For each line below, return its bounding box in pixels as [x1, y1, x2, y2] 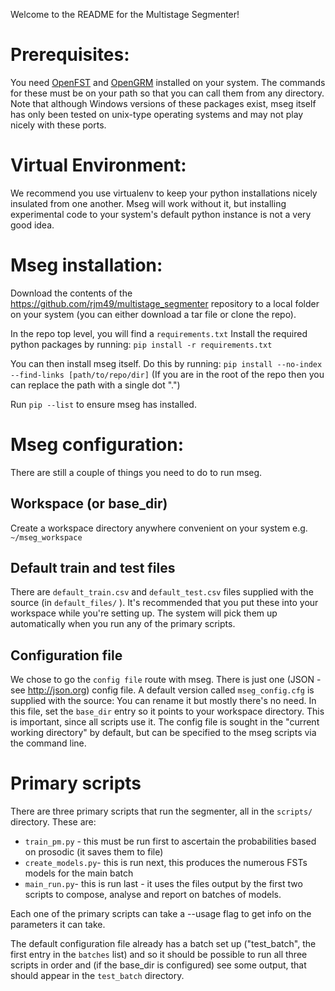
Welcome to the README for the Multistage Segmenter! [10, 9, 240, 20]
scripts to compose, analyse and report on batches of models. [24, 889, 282, 901]
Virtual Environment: [10, 154, 187, 177]
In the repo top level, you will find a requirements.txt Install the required [10, 327, 308, 339]
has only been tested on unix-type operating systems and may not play [10, 108, 304, 120]
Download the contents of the [10, 287, 133, 299]
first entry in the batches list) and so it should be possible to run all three [10, 949, 308, 961]
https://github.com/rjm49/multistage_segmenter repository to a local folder [10, 297, 320, 309]
